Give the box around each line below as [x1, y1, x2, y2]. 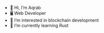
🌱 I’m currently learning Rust [9, 23, 69, 28]
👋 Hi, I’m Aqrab [9, 5, 41, 10]
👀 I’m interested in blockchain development [9, 17, 99, 23]
